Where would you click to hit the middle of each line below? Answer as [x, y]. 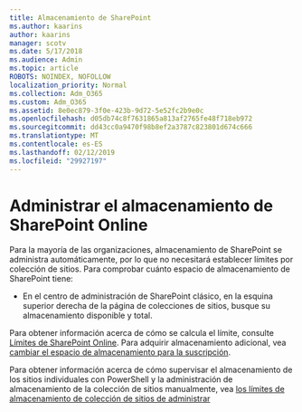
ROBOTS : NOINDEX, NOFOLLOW [60, 77]
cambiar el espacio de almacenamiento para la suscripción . [120, 352]
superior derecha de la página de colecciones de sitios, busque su [146, 306]
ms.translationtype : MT [54, 136]
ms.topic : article [44, 69]
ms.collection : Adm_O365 [56, 93]
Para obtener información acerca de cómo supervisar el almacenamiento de [151, 370]
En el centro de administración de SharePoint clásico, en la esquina [148, 296]
